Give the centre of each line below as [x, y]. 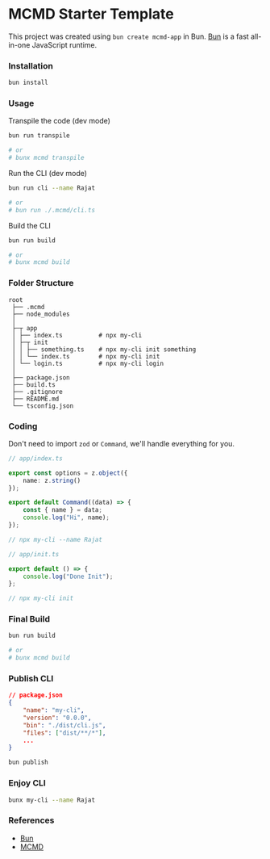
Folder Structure [41, 283]
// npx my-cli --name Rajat [56, 539]
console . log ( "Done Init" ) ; [68, 576]
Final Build [29, 619]
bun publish [28, 763]
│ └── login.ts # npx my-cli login [87, 363]
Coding [23, 426]
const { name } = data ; [63, 510]
